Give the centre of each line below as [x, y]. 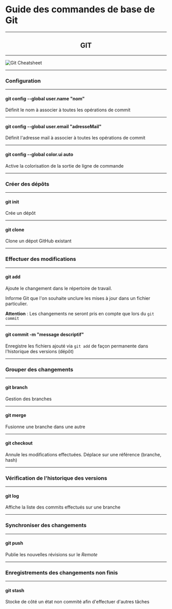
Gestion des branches [29, 399]
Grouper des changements [39, 369]
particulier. [17, 303]
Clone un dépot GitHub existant [38, 241]
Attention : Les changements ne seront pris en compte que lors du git [80, 313]
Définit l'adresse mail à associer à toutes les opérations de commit [76, 138]
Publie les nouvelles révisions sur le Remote [51, 554]
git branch [17, 387]
